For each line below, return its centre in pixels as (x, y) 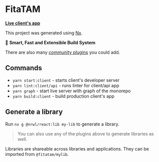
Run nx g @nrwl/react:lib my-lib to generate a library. (62, 124)
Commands (24, 68)
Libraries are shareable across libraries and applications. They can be (77, 148)
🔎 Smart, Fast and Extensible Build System (50, 42)
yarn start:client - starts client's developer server (66, 80)
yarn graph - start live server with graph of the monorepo (72, 91)
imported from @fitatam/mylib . (37, 154)
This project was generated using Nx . (44, 33)
